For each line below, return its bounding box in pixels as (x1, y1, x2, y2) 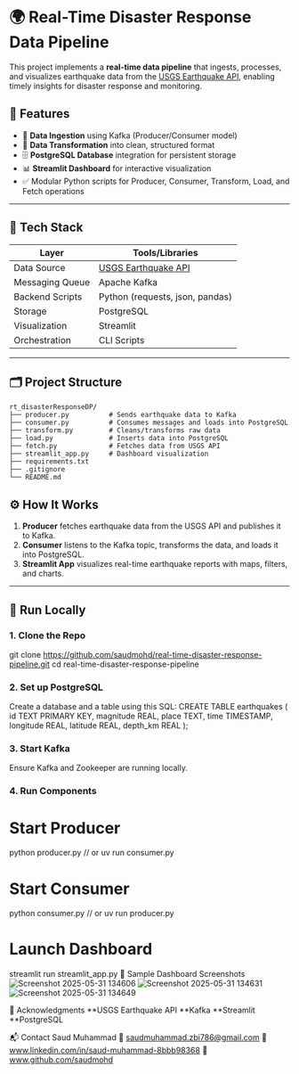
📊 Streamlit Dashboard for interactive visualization (21, 162, 212, 174)
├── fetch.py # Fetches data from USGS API (9, 442, 221, 451)
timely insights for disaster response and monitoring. (9, 80, 203, 91)
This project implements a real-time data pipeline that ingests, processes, (9, 61, 282, 72)
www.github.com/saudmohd (9, 1054, 114, 1065)
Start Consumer (9, 879, 130, 898)
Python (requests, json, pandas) (98, 291, 233, 303)
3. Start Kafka (9, 742, 70, 755)
